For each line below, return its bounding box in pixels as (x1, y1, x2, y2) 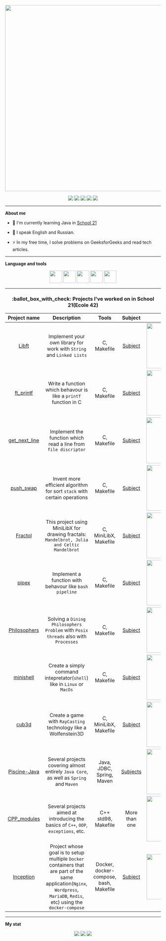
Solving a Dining (47, 615, 86, 622)
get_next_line (8, 437, 40, 444)
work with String (46, 345, 86, 352)
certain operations (45, 494, 88, 501)
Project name (7, 315, 40, 322)
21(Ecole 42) (67, 301, 99, 308)
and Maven (55, 781, 78, 788)
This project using (45, 518, 88, 525)
